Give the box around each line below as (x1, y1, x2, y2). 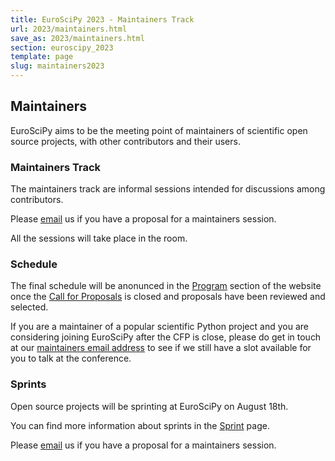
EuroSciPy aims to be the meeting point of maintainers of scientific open (10, 124, 308, 136)
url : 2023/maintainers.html (10, 24, 128, 34)
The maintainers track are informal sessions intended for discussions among (10, 183, 326, 195)
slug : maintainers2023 (10, 61, 105, 71)
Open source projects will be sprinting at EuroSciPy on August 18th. (10, 400, 289, 412)
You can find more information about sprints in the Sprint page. (10, 419, 270, 431)
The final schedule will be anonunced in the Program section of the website (10, 280, 322, 292)
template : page (10, 52, 74, 62)
